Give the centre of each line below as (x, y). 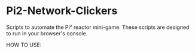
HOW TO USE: (24, 45)
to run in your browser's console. (47, 33)
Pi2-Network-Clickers (62, 11)
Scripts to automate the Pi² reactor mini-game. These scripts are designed (98, 27)
